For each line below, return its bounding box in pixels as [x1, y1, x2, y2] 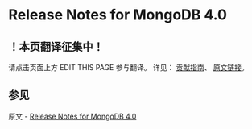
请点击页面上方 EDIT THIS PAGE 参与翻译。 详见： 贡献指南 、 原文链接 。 [8, 63, 250, 72]
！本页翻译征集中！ [8, 40, 104, 53]
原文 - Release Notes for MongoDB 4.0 [8, 111, 137, 121]
